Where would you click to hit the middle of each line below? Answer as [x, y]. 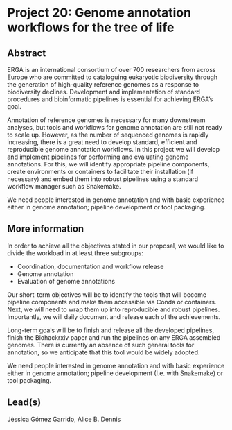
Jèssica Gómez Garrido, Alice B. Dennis [64, 419]
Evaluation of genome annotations [66, 281]
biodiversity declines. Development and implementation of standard [104, 92]
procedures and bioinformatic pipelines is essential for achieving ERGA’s [110, 99]
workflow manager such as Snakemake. [64, 186]
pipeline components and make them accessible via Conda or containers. [112, 302]
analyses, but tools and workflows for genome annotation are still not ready [115, 127]
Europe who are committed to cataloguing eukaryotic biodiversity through [113, 77]
